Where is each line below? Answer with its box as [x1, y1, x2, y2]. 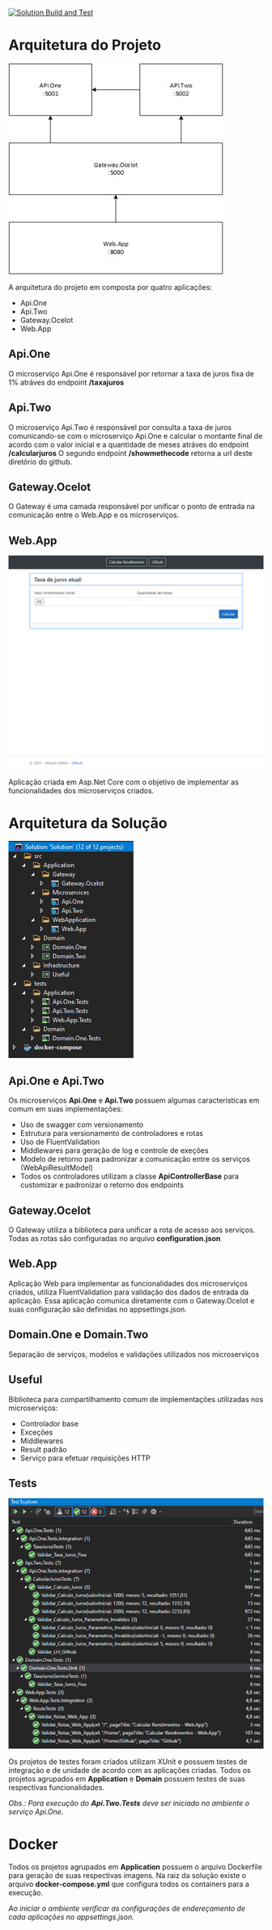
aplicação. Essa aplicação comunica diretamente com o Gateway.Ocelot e [8, 1295, 255, 1305]
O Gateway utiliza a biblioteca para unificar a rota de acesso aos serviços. [8, 1225, 256, 1235]
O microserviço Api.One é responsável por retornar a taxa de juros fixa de [8, 368, 255, 378]
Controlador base [19, 1418, 79, 1428]
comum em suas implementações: [8, 1104, 123, 1114]
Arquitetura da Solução [8, 814, 168, 832]
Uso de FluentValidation [19, 1137, 100, 1147]
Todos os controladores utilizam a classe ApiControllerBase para [19, 1171, 240, 1181]
